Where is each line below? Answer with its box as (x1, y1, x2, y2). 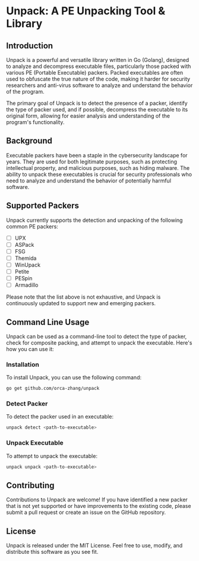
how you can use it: (6, 345, 54, 352)
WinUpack (14, 261, 40, 268)
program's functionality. (6, 119, 65, 126)
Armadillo (14, 281, 39, 289)
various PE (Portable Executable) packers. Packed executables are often (6, 69, 184, 76)
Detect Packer (6, 399, 48, 408)
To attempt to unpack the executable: (6, 452, 98, 460)
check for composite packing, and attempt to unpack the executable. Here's (6, 339, 192, 346)
